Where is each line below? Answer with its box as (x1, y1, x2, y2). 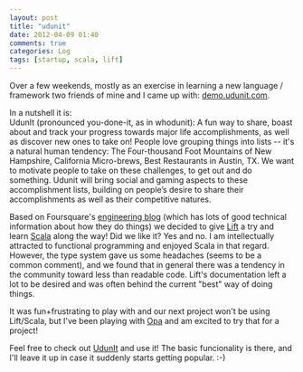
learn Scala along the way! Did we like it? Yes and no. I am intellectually (9, 231, 274, 241)
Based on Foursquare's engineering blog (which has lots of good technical (9, 212, 288, 222)
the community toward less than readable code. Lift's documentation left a (9, 269, 287, 280)
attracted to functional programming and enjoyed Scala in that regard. (9, 241, 270, 251)
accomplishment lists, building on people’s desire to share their (9, 185, 244, 195)
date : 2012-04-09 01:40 (9, 30, 99, 39)
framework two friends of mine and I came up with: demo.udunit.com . (9, 90, 270, 100)
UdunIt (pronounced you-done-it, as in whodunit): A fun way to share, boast (9, 117, 293, 128)
